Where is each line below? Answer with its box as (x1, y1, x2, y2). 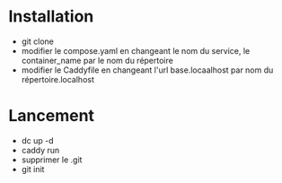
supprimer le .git (21, 154, 83, 165)
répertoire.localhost (21, 74, 95, 84)
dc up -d (21, 135, 55, 145)
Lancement (8, 106, 95, 126)
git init (21, 163, 45, 174)
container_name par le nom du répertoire (21, 55, 174, 65)
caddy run (21, 144, 60, 155)
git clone (21, 36, 55, 47)
